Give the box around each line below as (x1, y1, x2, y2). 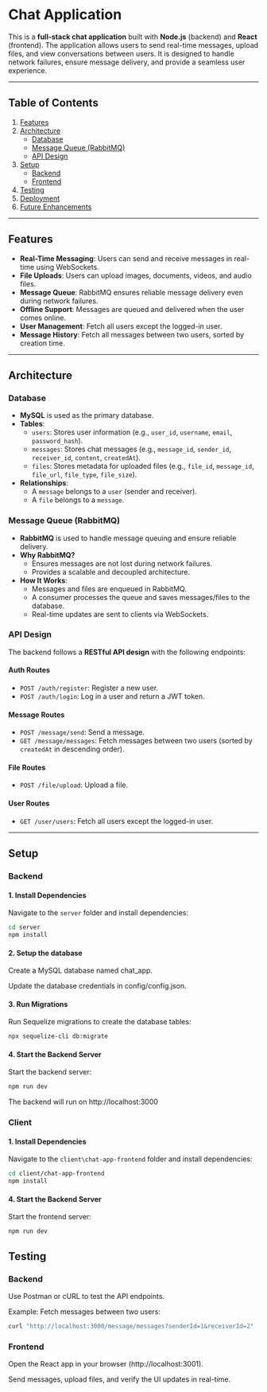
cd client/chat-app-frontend (8, 1170, 105, 1178)
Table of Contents (8, 96, 99, 110)
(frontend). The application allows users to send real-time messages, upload (8, 40, 259, 49)
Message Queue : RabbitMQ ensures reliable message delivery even (19, 287, 244, 297)
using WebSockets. (36, 262, 99, 271)
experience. (8, 65, 48, 75)
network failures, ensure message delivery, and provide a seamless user (8, 57, 246, 67)
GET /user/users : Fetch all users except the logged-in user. (19, 816, 214, 825)
